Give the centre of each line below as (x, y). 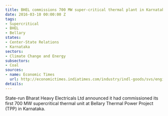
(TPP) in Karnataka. (25, 109)
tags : (11, 19)
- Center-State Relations (32, 42)
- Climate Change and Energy (35, 56)
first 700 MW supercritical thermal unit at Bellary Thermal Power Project (79, 103)
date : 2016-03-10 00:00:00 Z (35, 14)
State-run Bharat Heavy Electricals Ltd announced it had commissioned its (82, 98)
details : (14, 84)
